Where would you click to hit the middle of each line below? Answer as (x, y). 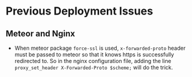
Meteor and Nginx (40, 34)
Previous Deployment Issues (79, 11)
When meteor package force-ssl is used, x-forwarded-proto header (100, 48)
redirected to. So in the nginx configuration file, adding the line (93, 61)
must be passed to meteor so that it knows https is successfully (94, 55)
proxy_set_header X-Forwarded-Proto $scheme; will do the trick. (94, 67)
